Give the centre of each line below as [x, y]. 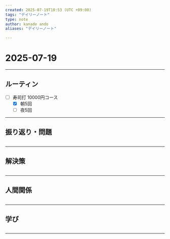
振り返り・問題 [29, 132]
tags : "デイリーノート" [27, 15]
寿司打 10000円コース [35, 97]
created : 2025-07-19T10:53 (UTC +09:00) [49, 10]
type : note [17, 19]
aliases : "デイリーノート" [31, 29]
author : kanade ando [27, 24]
